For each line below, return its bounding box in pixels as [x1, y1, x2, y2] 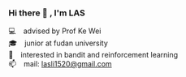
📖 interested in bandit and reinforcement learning [8, 50, 179, 60]
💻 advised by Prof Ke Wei [8, 26, 102, 36]
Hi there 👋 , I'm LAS [8, 7, 85, 19]
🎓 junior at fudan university [8, 38, 108, 48]
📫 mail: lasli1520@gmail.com [8, 59, 112, 69]
